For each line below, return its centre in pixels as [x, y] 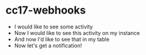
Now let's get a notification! [48, 46]
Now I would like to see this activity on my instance [77, 33]
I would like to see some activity [53, 27]
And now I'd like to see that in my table [62, 39]
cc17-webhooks [46, 10]
